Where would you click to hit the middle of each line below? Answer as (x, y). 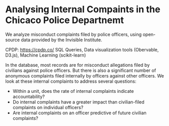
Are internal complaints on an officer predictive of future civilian (79, 113)
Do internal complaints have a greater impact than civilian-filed (78, 102)
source (13, 40)
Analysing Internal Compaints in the (83, 9)
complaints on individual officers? (48, 107)
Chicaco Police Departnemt (65, 20)
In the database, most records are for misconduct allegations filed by (78, 65)
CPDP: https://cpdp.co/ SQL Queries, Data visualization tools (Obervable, (82, 49)
